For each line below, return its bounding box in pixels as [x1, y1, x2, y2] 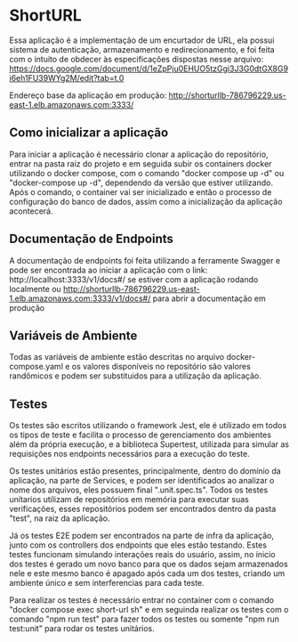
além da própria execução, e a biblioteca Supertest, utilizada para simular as [9, 439, 289, 450]
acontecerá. [9, 206, 53, 216]
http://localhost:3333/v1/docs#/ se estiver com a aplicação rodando [9, 273, 259, 285]
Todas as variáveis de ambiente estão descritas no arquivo [9, 352, 225, 362]
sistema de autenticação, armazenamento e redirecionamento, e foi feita [9, 44, 275, 54]
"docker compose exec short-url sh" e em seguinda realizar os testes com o [9, 605, 289, 615]
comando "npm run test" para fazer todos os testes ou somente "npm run [9, 614, 280, 624]
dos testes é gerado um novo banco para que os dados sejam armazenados [9, 558, 288, 570]
